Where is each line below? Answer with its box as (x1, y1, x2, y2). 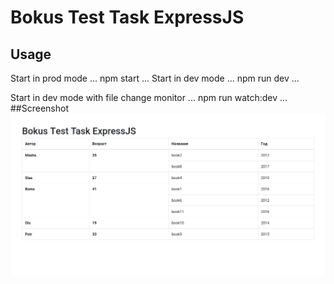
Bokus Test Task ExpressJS (10, 6, 245, 29)
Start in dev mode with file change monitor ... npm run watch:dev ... (10, 92, 288, 103)
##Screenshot (10, 102, 69, 114)
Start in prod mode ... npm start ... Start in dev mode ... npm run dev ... (10, 72, 300, 84)
